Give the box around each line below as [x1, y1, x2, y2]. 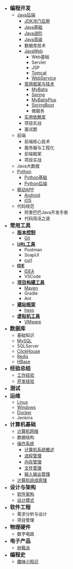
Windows [17, 404, 36, 410]
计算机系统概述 [24, 447, 55, 452]
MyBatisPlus [31, 97, 57, 103]
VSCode [24, 274, 41, 279]
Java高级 [24, 36, 43, 42]
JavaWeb [24, 48, 43, 54]
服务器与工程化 [24, 145, 55, 151]
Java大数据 [17, 163, 40, 169]
